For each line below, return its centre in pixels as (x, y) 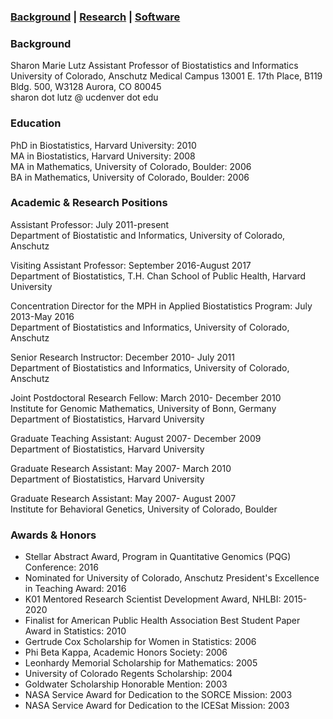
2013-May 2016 (42, 316)
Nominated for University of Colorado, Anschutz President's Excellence (172, 578)
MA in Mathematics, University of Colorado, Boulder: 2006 (131, 166)
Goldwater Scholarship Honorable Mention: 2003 (126, 684)
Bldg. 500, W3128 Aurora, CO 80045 (86, 87)
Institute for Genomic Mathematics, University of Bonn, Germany (143, 408)
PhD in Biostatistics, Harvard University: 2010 (103, 145)
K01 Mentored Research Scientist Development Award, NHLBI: (153, 599)
